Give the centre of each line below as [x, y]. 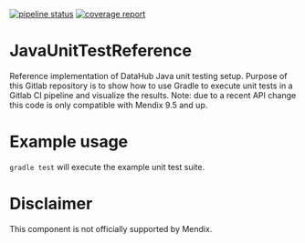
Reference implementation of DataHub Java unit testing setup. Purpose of [148, 76]
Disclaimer [51, 204]
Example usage [69, 142]
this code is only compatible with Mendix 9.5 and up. [109, 105]
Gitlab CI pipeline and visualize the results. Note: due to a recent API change [153, 95]
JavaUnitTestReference [100, 51]
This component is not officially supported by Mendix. [111, 228]
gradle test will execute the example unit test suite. [107, 167]
